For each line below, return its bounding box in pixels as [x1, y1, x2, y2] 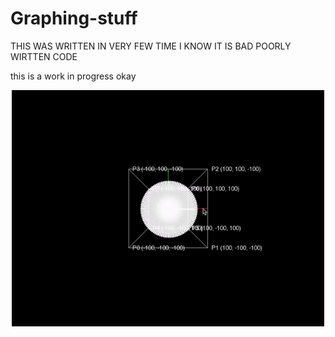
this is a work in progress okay [10, 70, 137, 82]
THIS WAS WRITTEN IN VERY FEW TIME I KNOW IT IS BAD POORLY [10, 40, 292, 52]
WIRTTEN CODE [10, 50, 78, 62]
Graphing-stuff [10, 7, 138, 30]
